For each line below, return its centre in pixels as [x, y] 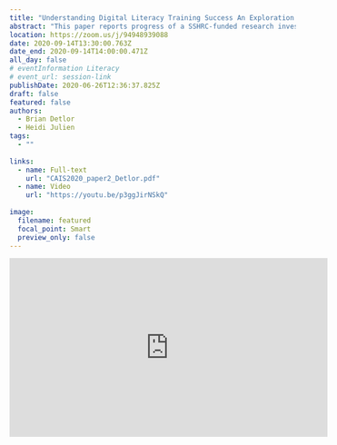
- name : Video [44, 187]
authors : [26, 111]
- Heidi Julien [46, 128]
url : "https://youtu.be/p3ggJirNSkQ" [97, 195]
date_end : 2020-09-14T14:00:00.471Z [79, 52]
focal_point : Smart [55, 229]
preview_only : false [56, 237]
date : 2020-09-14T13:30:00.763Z [70, 43]
